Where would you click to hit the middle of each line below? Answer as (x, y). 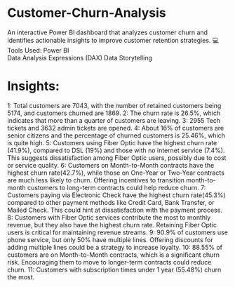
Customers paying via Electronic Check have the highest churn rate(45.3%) (116, 195)
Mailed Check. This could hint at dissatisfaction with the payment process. (115, 210)
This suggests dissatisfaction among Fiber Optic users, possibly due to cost (117, 158)
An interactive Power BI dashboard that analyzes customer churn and (108, 32)
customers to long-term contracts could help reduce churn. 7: (116, 187)
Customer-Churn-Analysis (87, 13)
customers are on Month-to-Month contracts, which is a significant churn (113, 255)
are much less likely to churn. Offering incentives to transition (96, 180)
